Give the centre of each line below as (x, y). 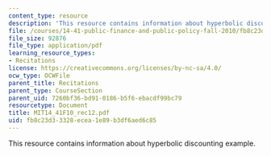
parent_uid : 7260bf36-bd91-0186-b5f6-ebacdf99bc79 (95, 98)
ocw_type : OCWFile (39, 76)
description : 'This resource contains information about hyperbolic (126, 23)
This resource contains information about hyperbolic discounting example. (132, 143)
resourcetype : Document (48, 105)
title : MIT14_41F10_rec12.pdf (59, 113)
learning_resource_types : (52, 53)
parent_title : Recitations (54, 83)
